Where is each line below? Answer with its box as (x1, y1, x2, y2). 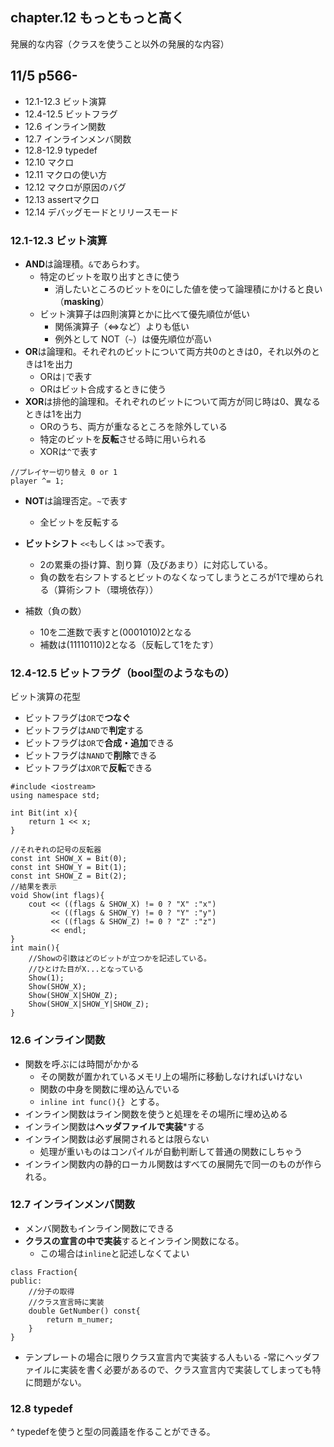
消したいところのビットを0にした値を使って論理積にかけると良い (54, 283, 323, 295)
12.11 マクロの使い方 (24, 168, 108, 180)
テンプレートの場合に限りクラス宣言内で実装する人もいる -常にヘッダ (24, 1351, 312, 1363)
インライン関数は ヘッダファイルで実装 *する (24, 1120, 205, 1132)
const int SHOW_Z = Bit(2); (10, 871, 128, 882)
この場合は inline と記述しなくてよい (39, 1247, 190, 1259)
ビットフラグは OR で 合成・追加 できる (24, 737, 175, 749)
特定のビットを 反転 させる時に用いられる (39, 433, 207, 445)
